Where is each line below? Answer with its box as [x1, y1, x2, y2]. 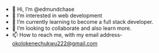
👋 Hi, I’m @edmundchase [11, 6, 75, 13]
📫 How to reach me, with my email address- [11, 32, 123, 38]
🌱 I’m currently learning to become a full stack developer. [11, 18, 154, 25]
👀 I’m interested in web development [11, 12, 103, 19]
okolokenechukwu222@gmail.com [11, 40, 98, 47]
